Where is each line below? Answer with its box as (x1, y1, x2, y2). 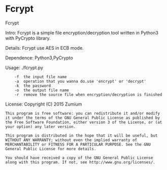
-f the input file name (14, 74, 67, 79)
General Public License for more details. (5, 146, 96, 151)
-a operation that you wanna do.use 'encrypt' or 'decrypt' (14, 79, 146, 84)
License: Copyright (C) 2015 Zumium (5, 101, 82, 107)
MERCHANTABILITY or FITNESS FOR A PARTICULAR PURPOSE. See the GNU (5, 142, 151, 147)
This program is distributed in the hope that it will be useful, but (5, 133, 158, 138)
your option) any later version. (5, 124, 76, 129)
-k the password (14, 83, 51, 88)
